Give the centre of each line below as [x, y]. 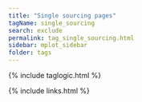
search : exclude [35, 30]
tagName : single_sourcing [51, 23]
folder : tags [30, 53]
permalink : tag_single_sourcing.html [71, 38]
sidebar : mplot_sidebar [48, 45]
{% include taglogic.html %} [55, 75]
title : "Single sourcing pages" [62, 16]
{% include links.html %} [49, 91]
